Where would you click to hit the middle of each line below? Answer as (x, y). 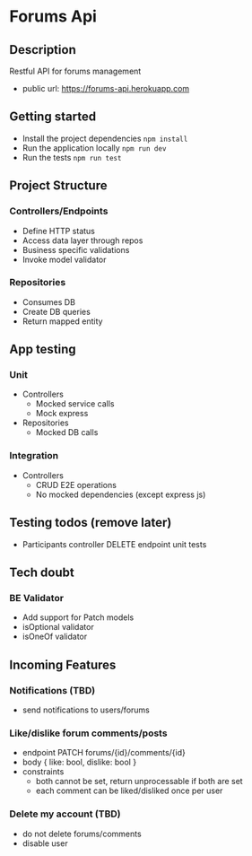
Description (43, 50)
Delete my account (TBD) (65, 814)
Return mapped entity (62, 321)
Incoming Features (63, 664)
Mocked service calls (75, 404)
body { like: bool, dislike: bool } (79, 762)
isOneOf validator (55, 637)
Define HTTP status (59, 231)
